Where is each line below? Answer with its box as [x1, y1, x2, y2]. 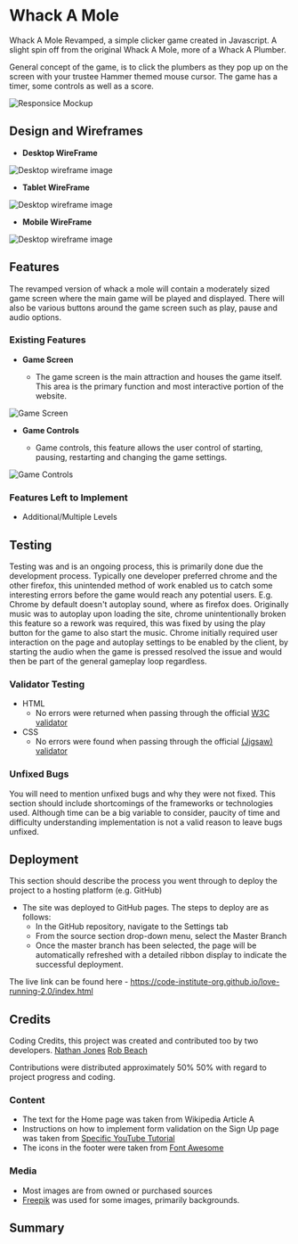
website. [35, 390, 67, 401]
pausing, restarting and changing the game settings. [35, 451, 228, 462]
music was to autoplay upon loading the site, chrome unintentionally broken [9, 608, 286, 619]
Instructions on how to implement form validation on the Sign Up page [21, 1124, 279, 1134]
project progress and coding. [9, 1072, 116, 1083]
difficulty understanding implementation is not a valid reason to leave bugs [9, 817, 283, 828]
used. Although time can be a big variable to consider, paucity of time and [9, 807, 280, 818]
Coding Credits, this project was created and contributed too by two [9, 1035, 259, 1046]
